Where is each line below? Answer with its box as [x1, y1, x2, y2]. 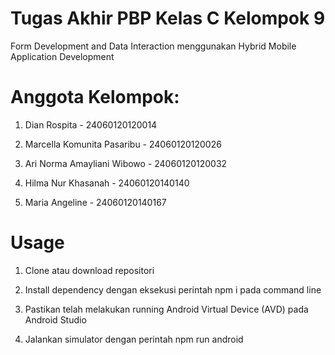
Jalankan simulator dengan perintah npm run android [24, 333, 244, 345]
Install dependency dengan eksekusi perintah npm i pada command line [24, 283, 322, 296]
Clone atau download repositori [24, 264, 155, 276]
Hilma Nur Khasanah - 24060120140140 [24, 177, 190, 189]
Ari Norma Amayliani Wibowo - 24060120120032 [24, 157, 228, 169]
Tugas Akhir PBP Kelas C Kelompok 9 [10, 7, 326, 30]
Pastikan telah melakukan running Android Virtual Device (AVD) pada [24, 303, 309, 315]
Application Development [10, 50, 115, 62]
